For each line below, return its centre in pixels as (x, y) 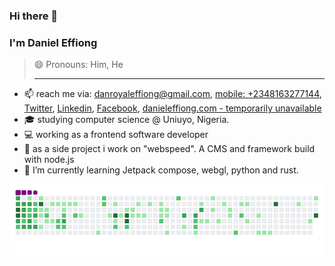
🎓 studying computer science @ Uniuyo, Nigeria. (126, 120)
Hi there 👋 (34, 16)
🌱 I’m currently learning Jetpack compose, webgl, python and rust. (161, 170)
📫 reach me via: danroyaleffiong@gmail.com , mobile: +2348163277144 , (172, 94)
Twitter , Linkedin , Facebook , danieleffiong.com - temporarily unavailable (172, 108)
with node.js (49, 160)
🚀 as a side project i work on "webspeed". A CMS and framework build (169, 149)
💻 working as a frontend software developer (116, 135)
